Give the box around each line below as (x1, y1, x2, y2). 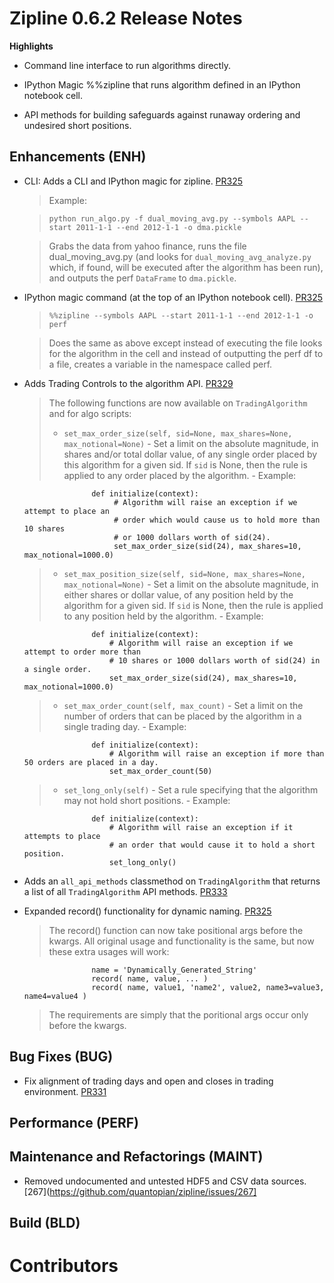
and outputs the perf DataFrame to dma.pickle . (48, 272, 237, 284)
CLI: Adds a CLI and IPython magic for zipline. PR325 (23, 175, 244, 187)
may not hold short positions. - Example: (63, 794, 231, 806)
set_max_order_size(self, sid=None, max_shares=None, (63, 428, 293, 439)
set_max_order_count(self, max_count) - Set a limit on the (63, 699, 304, 711)
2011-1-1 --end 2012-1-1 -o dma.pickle (75, 222, 242, 232)
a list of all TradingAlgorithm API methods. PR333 (23, 885, 228, 897)
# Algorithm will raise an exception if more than (108, 748, 325, 759)
